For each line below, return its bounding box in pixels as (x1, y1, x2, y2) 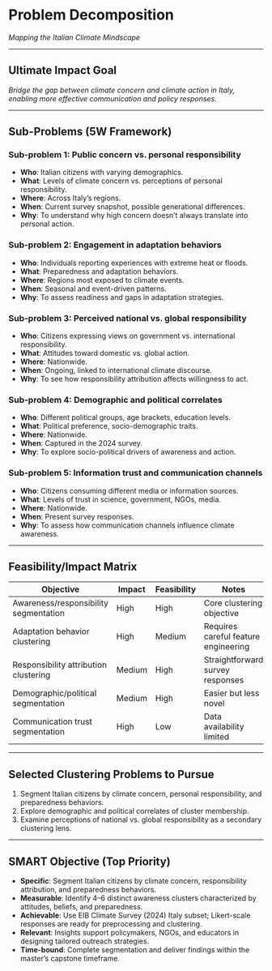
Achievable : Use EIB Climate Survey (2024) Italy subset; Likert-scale (19, 910, 251, 921)
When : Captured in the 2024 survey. (19, 438, 143, 448)
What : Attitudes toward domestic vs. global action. (19, 349, 190, 358)
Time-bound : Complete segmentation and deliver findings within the (19, 945, 250, 955)
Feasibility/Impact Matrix (8, 560, 138, 574)
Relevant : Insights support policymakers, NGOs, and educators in (19, 928, 240, 938)
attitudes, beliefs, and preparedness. (19, 902, 143, 912)
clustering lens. (19, 823, 72, 833)
